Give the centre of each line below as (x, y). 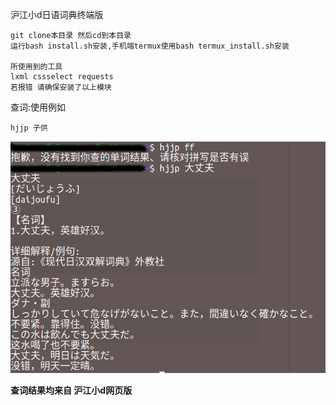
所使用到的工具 (36, 67)
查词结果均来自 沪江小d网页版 (71, 390)
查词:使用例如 (38, 107)
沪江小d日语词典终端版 (57, 14)
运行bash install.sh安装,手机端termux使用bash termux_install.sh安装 (150, 46)
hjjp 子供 (29, 128)
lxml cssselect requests (62, 77)
